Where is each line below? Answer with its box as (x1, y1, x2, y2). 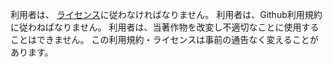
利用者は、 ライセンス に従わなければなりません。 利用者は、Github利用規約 (10, 9, 323, 20)
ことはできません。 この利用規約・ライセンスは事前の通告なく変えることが (10, 34, 319, 45)
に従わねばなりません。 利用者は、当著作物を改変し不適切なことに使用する (10, 21, 320, 33)
